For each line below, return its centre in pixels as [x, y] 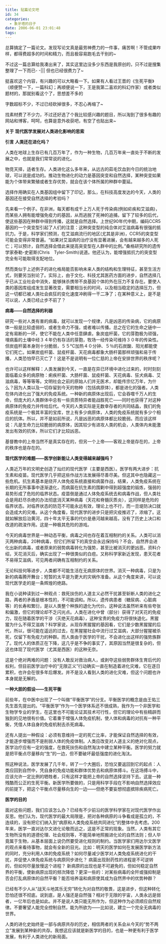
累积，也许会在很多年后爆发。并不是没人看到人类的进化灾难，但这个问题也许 [83, 672]
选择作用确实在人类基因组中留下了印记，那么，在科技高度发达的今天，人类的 [83, 192]
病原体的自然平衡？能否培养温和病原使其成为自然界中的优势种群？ [89, 878]
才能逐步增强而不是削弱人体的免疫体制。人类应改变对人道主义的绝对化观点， [83, 741]
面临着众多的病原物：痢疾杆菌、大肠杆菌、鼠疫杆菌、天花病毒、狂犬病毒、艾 [83, 375]
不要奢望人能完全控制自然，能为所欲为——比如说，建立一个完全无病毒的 [87, 907]
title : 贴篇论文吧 [22, 10]
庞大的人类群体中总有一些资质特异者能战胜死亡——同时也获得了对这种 [89, 400]
